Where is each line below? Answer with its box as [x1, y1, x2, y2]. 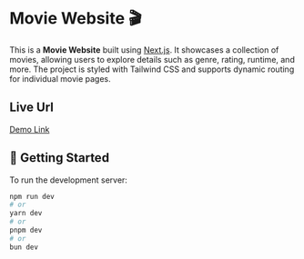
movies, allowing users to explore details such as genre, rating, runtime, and [9, 54, 296, 65]
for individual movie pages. [9, 73, 111, 84]
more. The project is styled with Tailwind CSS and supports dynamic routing [9, 64, 295, 75]
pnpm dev [9, 225, 43, 235]
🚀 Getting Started [9, 150, 110, 165]
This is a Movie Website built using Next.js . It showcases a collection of [9, 44, 279, 55]
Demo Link [9, 124, 50, 134]
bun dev [9, 243, 39, 252]
